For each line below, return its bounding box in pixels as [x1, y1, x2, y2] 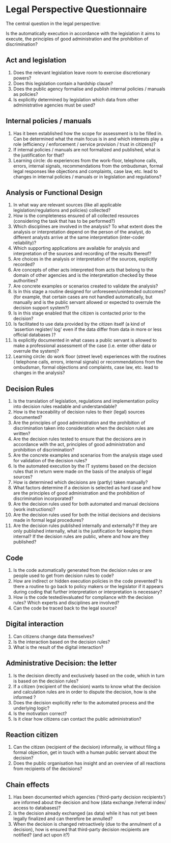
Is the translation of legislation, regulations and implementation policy [13, 398, 159, 404]
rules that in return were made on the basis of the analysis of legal [13, 468, 152, 475]
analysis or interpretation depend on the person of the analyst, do [13, 229, 151, 235]
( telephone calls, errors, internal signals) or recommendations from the [13, 359, 163, 365]
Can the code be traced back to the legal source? [13, 605, 117, 611]
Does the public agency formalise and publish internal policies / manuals [13, 86, 165, 92]
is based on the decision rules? [13, 678, 78, 684]
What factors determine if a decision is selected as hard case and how [13, 485, 161, 491]
